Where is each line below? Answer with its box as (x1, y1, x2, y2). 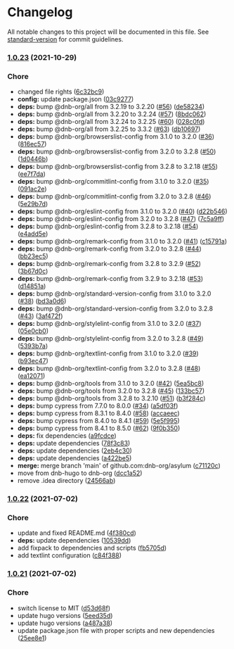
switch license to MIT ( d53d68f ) (17, 603, 111, 612)
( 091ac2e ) (17, 184, 47, 194)
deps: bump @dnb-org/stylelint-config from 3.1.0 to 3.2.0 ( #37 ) (17, 320, 202, 328)
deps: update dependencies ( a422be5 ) (17, 454, 132, 462)
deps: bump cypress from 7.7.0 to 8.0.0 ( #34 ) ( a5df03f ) (17, 402, 178, 410)
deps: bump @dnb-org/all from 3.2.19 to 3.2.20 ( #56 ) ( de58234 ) (17, 103, 205, 111)
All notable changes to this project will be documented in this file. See (7, 27, 209, 36)
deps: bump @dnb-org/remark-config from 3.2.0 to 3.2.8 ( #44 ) (17, 244, 202, 253)
